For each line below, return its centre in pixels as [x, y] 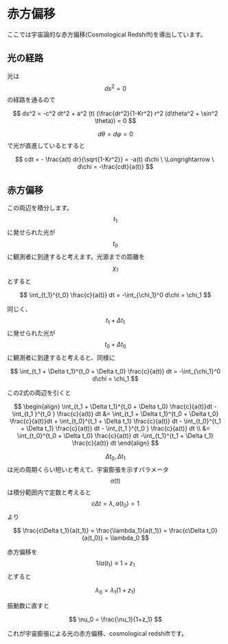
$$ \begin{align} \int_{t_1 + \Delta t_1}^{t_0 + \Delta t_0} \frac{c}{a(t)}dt [113, 406]
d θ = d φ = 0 [115, 134]
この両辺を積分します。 [40, 208]
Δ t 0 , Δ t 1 [115, 457]
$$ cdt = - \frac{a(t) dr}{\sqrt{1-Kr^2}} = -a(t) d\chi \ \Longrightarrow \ [114, 159]
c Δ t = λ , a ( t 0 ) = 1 [115, 504]
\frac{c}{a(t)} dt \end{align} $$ [115, 443]
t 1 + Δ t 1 [115, 321]
